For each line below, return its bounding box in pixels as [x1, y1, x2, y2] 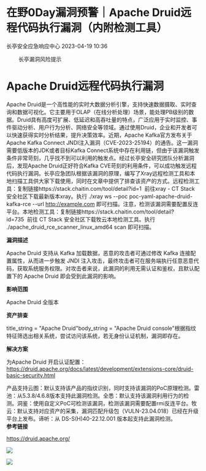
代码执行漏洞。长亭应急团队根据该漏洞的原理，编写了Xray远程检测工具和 [6, 169, 190, 177]
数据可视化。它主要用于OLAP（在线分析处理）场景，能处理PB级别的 [17, 108, 189, 115]
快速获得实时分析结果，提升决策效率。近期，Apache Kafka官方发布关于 [11, 131, 193, 139]
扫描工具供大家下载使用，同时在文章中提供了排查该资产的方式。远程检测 [11, 177, 194, 185]
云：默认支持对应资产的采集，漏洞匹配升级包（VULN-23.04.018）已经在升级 [6, 407, 199, 415]
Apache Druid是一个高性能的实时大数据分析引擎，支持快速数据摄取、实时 [6, 101, 192, 108]
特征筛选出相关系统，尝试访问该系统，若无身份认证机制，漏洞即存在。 [6, 332, 184, 339]
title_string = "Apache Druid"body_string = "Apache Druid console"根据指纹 [6, 324, 196, 332]
